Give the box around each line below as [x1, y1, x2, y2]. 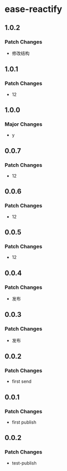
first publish [11, 419, 37, 425]
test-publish [11, 460, 37, 466]
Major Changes [4, 121, 43, 128]
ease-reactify [4, 3, 63, 15]
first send [11, 378, 32, 385]
